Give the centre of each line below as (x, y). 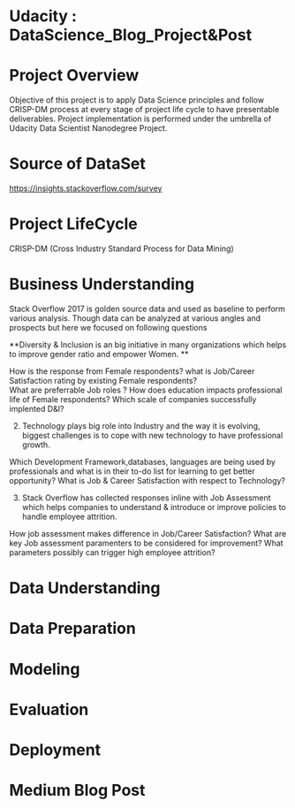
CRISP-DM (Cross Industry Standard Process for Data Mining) (121, 248)
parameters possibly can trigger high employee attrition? (112, 552)
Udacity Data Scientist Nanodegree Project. (88, 128)
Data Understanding (85, 588)
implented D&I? (37, 408)
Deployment (55, 750)
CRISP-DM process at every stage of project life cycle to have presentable (144, 110)
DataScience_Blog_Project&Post (131, 35)
